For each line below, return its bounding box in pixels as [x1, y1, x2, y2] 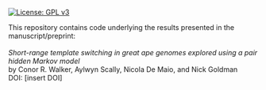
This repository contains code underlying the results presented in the [8, 23, 235, 32]
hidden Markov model [8, 56, 80, 66]
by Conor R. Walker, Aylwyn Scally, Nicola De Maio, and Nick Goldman [8, 65, 238, 74]
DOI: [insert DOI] [8, 73, 63, 82]
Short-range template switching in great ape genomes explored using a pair [8, 48, 258, 57]
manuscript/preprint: [8, 32, 76, 40]
